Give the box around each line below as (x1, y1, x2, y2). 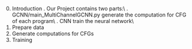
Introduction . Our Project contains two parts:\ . (11, 5, 128, 12)
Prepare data (11, 24, 44, 31)
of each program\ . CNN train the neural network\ (11, 18, 134, 24)
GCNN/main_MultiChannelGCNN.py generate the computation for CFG (11, 11, 187, 18)
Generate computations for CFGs (11, 30, 94, 37)
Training (11, 37, 33, 43)
